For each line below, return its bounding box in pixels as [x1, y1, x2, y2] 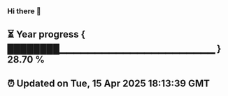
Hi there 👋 [7, 6, 42, 16]
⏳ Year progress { [7, 29, 86, 40]
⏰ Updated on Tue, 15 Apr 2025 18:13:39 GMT [7, 77, 210, 89]
